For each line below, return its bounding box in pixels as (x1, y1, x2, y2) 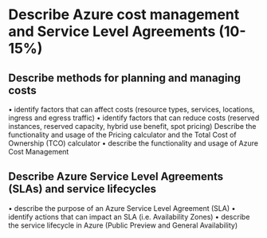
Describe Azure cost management (8, 6, 240, 24)
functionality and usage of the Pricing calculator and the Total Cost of (8, 130, 237, 139)
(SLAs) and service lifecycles (8, 182, 157, 196)
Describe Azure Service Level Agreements (8, 170, 224, 184)
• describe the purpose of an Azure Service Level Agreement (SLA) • (8, 203, 236, 213)
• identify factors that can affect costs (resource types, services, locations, (8, 105, 255, 114)
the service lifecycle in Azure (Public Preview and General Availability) (8, 220, 238, 230)
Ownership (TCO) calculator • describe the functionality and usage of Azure (8, 139, 259, 148)
